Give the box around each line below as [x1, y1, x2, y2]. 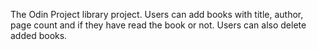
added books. [10, 30, 68, 41]
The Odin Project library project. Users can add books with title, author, [10, 9, 304, 20]
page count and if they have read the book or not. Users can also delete [10, 19, 307, 31]
